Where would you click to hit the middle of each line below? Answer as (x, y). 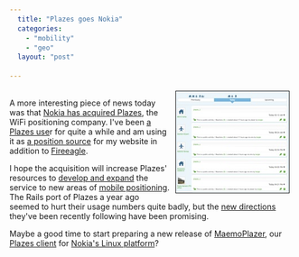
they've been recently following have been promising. (109, 216)
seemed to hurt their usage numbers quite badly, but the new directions (143, 207)
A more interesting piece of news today (83, 103)
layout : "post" (46, 57)
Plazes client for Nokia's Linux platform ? (84, 243)
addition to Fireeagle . (49, 151)
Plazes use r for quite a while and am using (88, 132)
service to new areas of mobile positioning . (89, 188)
